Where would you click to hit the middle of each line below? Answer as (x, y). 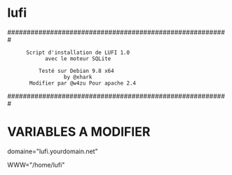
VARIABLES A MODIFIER (79, 132)
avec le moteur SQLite (78, 58)
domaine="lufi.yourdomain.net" (53, 151)
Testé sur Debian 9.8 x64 (76, 71)
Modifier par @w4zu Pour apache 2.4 (83, 83)
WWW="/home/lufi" (36, 164)
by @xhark (78, 77)
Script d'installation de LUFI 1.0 (78, 52)
